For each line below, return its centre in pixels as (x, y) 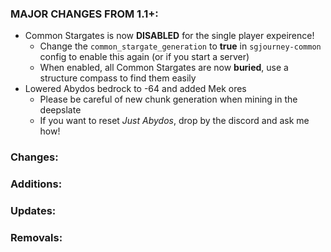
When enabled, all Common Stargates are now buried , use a (164, 68)
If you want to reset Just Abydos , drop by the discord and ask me (174, 121)
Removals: (36, 237)
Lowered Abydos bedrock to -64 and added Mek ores (135, 89)
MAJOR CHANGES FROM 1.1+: (84, 14)
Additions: (36, 184)
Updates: (33, 211)
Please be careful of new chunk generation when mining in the (168, 99)
